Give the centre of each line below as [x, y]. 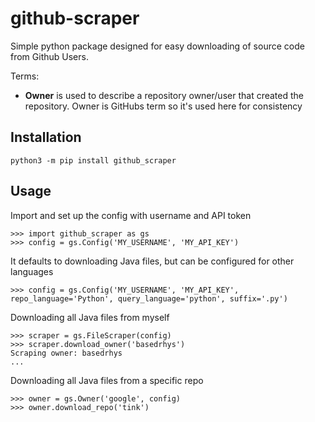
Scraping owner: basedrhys [66, 353]
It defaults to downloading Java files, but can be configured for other [152, 261]
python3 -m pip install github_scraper [93, 160]
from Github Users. [49, 56]
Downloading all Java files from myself [90, 317]
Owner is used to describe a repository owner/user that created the [164, 95]
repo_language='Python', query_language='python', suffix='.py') [149, 298]
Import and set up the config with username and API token [131, 215]
